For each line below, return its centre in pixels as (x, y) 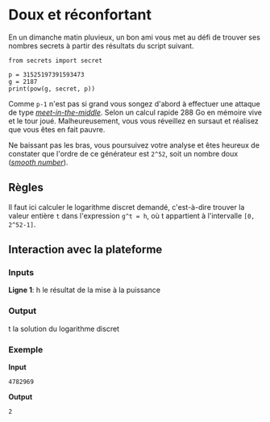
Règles (26, 188)
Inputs (21, 273)
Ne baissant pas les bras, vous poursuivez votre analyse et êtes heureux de (134, 145)
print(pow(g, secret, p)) (52, 89)
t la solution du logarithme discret (64, 328)
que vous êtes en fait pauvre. (57, 129)
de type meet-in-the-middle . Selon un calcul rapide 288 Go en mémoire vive (135, 112)
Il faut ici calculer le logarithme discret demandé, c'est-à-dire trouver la (127, 207)
